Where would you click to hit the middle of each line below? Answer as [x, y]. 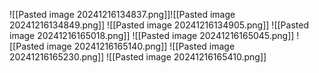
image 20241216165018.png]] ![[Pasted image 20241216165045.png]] [152, 35]
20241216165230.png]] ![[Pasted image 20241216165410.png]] [138, 57]
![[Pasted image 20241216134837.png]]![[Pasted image [122, 14]
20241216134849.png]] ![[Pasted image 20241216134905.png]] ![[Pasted [159, 25]
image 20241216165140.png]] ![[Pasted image [141, 46]
